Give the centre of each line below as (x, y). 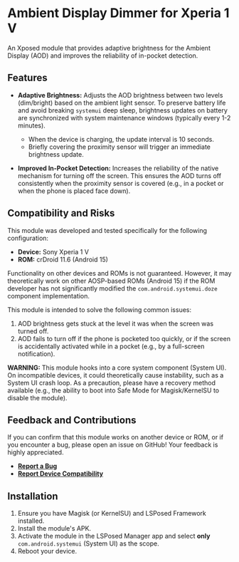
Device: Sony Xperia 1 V (53, 251)
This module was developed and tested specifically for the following (107, 230)
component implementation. (49, 296)
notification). (36, 353)
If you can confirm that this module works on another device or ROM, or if (116, 437)
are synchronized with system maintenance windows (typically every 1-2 (124, 118)
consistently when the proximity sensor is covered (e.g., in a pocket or (121, 183)
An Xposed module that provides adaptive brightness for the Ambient (109, 48)
